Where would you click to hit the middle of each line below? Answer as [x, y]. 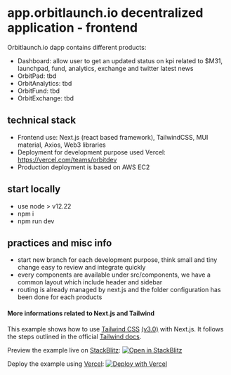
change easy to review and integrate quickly [81, 268]
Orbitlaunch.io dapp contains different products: [77, 47]
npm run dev [36, 221]
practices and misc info [60, 243]
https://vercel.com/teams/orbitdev [67, 159]
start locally [34, 189]
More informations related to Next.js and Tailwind [81, 313]
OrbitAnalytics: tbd [45, 83]
